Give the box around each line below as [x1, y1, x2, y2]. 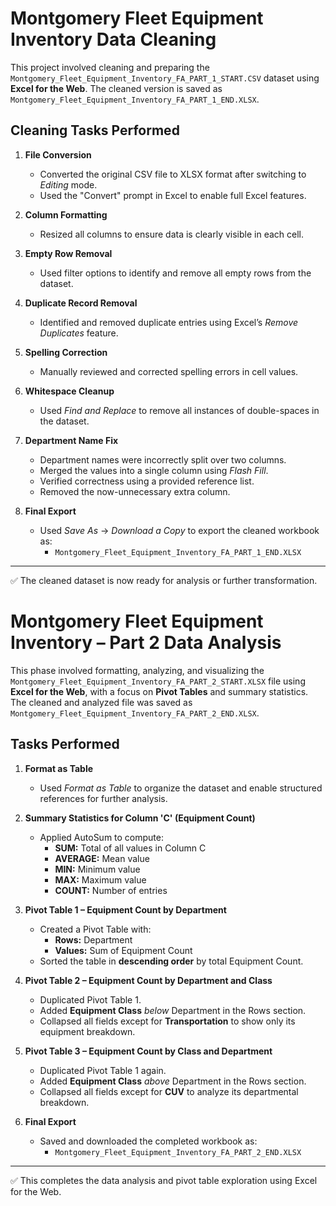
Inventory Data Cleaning [10, 28, 217, 51]
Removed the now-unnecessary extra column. [39, 485, 231, 497]
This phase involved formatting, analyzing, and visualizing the [10, 664, 265, 676]
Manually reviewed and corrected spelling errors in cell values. [39, 365, 299, 377]
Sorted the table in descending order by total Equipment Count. [39, 955, 304, 967]
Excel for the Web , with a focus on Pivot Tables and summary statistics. [10, 685, 309, 697]
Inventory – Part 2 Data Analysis [10, 631, 282, 654]
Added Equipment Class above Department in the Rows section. [39, 1075, 307, 1087]
